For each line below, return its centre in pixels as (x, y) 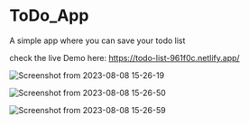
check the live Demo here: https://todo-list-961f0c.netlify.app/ (125, 58)
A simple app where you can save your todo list (97, 40)
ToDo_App (49, 16)
